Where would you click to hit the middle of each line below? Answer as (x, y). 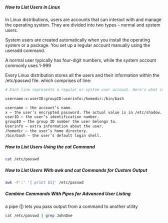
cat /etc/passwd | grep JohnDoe (39, 215)
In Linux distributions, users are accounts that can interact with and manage (83, 19)
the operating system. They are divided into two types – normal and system (83, 24)
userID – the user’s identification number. (52, 117)
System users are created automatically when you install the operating (78, 39)
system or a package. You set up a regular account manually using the (78, 45)
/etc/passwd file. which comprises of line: (48, 80)
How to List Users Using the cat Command (50, 147)
